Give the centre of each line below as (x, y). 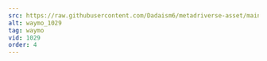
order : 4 (23, 45)
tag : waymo (26, 30)
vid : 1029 (25, 38)
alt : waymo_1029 (35, 23)
